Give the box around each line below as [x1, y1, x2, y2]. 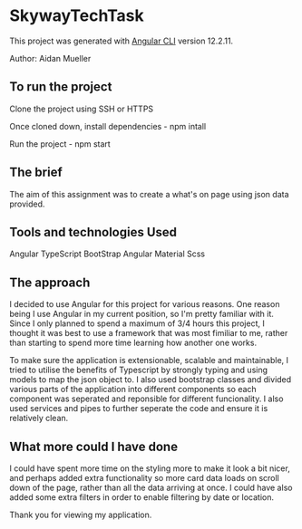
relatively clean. [9, 413, 69, 424]
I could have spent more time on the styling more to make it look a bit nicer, [9, 463, 290, 474]
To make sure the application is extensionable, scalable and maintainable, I [9, 355, 288, 366]
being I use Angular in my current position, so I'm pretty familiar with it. [9, 309, 275, 320]
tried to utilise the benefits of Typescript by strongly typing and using [9, 364, 268, 376]
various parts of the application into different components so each [9, 384, 257, 395]
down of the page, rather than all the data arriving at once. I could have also [9, 482, 293, 493]
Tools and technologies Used [9, 224, 178, 240]
